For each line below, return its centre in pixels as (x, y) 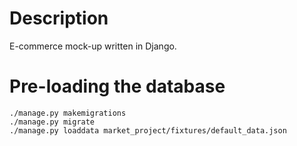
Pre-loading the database (117, 86)
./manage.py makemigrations (68, 113)
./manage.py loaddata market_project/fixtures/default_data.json (148, 130)
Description (59, 18)
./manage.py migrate (52, 122)
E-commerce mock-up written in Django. (93, 46)
